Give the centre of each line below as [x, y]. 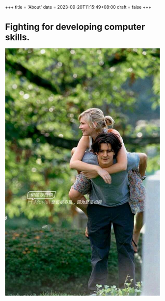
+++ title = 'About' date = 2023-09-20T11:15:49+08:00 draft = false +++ [78, 7]
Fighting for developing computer [75, 27]
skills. [17, 38]
